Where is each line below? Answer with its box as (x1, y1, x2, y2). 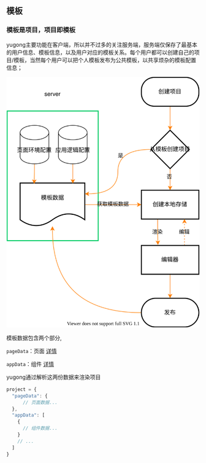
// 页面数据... (22, 399, 58, 405)
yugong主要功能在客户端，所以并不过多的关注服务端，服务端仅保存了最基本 (6, 41, 197, 48)
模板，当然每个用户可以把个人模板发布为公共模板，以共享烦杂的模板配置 (13, 56, 197, 63)
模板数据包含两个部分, (6, 334, 63, 341)
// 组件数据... (22, 426, 58, 432)
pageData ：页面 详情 (6, 347, 57, 354)
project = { (6, 386, 37, 392)
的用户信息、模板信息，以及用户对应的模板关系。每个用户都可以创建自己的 (6, 49, 194, 56)
